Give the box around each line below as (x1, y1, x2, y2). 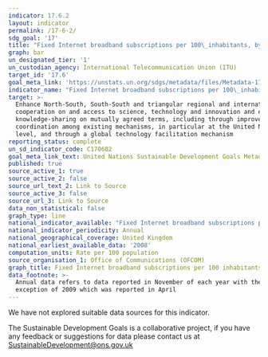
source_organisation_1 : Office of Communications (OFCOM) (8, 256, 205, 264)
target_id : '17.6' (8, 71, 69, 79)
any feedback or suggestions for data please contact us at (8, 331, 201, 341)
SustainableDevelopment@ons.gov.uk (8, 340, 133, 349)
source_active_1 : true (8, 167, 84, 175)
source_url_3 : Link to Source (8, 197, 109, 205)
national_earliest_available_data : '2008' (8, 241, 152, 249)
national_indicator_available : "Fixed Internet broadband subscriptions (8, 219, 255, 227)
